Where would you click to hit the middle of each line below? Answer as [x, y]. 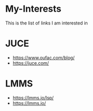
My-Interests [33, 9]
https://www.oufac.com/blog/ [43, 58]
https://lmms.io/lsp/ [33, 98]
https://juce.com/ [31, 63]
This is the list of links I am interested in [46, 23]
